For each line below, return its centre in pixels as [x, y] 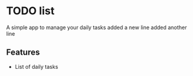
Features [23, 53]
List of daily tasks [36, 66]
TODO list [30, 11]
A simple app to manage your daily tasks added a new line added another [96, 27]
